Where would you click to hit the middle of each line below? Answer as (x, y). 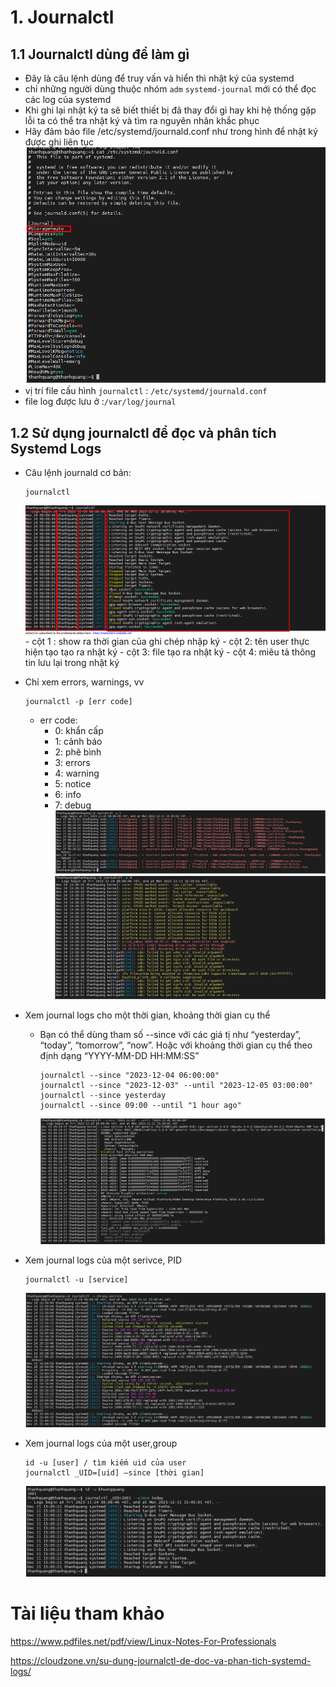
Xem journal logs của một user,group (101, 1443)
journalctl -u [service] (76, 1280)
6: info (68, 794)
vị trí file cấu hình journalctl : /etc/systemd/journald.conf (146, 391)
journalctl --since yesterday (103, 1095)
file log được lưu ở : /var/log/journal (100, 402)
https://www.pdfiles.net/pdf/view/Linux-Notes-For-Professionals (143, 1641)
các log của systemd (68, 99)
